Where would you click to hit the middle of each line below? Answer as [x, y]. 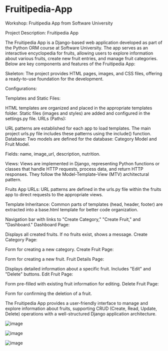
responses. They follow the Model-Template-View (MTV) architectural [77, 174]
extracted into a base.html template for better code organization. [72, 209]
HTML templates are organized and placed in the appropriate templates [79, 108]
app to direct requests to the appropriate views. [54, 194]
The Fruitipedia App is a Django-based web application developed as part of [84, 42]
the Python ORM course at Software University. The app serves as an [77, 48]
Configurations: [21, 88]
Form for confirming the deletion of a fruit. [49, 293]
